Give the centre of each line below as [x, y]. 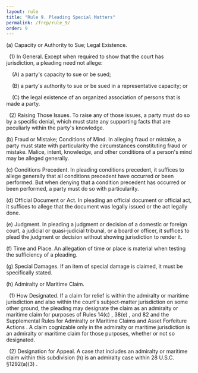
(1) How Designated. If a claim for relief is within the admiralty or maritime [99, 296]
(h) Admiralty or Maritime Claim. [45, 284]
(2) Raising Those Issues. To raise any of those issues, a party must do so [99, 115]
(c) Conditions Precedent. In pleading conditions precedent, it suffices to [95, 170]
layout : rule [22, 12]
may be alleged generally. [38, 159]
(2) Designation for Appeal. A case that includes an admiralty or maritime [98, 352]
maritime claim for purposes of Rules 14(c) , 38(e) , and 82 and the [88, 315]
